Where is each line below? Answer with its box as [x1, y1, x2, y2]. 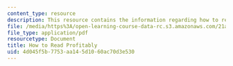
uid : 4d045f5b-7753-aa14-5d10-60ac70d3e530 [7, 49, 135, 56]
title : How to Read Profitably [7, 42, 98, 49]
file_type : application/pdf [7, 29, 89, 36]
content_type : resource [7, 10, 76, 17]
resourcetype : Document [7, 36, 76, 43]
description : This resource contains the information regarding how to [7, 16, 218, 23]
